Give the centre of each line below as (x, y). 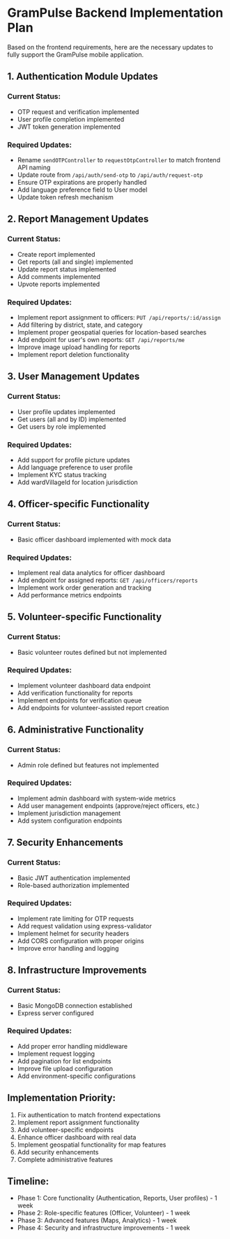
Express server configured (55, 1013)
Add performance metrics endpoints (69, 595)
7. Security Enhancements (65, 843)
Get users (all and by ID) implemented (72, 419)
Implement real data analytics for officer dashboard (91, 572)
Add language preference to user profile (75, 467)
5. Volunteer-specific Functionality (85, 617)
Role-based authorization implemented (73, 885)
